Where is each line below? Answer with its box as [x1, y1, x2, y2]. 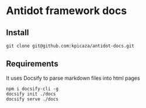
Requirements [6, 59, 58, 69]
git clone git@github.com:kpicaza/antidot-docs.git [6, 43, 134, 49]
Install [6, 28, 29, 38]
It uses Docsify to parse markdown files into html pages [6, 75, 140, 82]
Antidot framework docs [6, 4, 127, 18]
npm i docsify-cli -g [6, 86, 59, 92]
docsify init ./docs [6, 91, 57, 97]
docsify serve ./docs [6, 96, 59, 102]
